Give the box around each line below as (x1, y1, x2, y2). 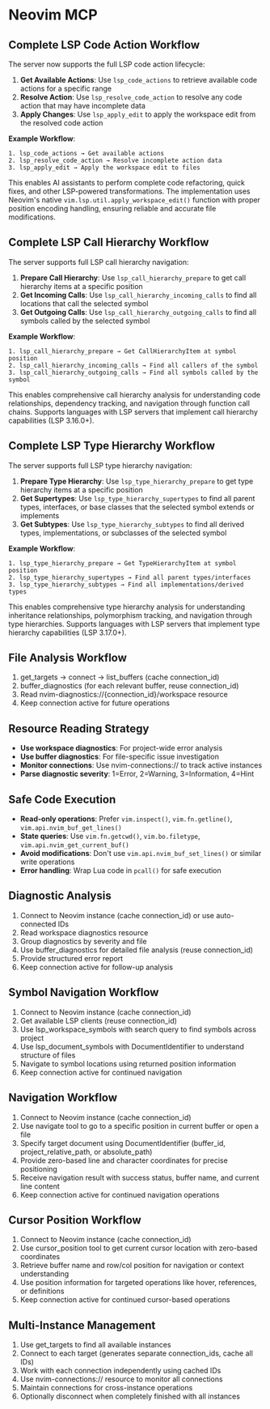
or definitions (19, 1286, 65, 1296)
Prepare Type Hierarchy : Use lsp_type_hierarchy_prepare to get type (19, 476, 254, 486)
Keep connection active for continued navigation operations (19, 1190, 220, 1199)
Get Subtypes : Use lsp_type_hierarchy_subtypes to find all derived (19, 519, 245, 529)
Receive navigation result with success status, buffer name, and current (19, 1173, 260, 1182)
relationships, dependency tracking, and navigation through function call (8, 398, 251, 408)
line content (19, 1181, 61, 1191)
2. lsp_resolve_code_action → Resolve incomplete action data (8, 156, 222, 164)
